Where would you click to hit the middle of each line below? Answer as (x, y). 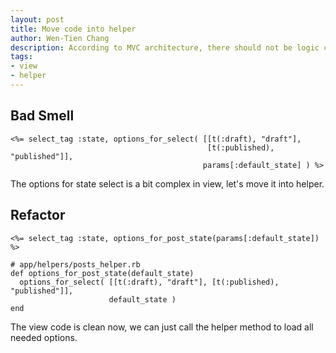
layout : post (37, 19)
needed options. (44, 337)
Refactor (38, 215)
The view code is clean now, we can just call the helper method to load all (162, 327)
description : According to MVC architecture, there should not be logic (165, 47)
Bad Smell (42, 116)
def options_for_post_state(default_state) (102, 273)
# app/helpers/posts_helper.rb (75, 264)
